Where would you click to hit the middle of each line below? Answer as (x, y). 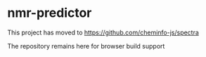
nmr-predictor (50, 13)
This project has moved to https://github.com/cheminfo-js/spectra (103, 32)
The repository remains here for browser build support (86, 46)
